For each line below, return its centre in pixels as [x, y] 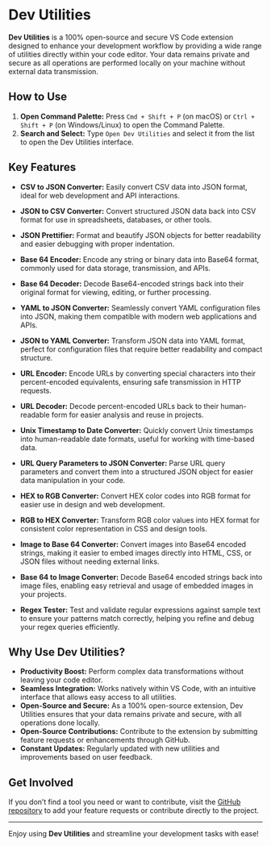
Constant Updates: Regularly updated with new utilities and [120, 748]
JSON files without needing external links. [90, 561]
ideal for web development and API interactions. [100, 195]
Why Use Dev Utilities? [67, 652]
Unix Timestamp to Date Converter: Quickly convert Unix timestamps [137, 430]
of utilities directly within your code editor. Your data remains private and [129, 54]
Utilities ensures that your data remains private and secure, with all [131, 715]
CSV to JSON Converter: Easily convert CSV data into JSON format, [133, 186]
